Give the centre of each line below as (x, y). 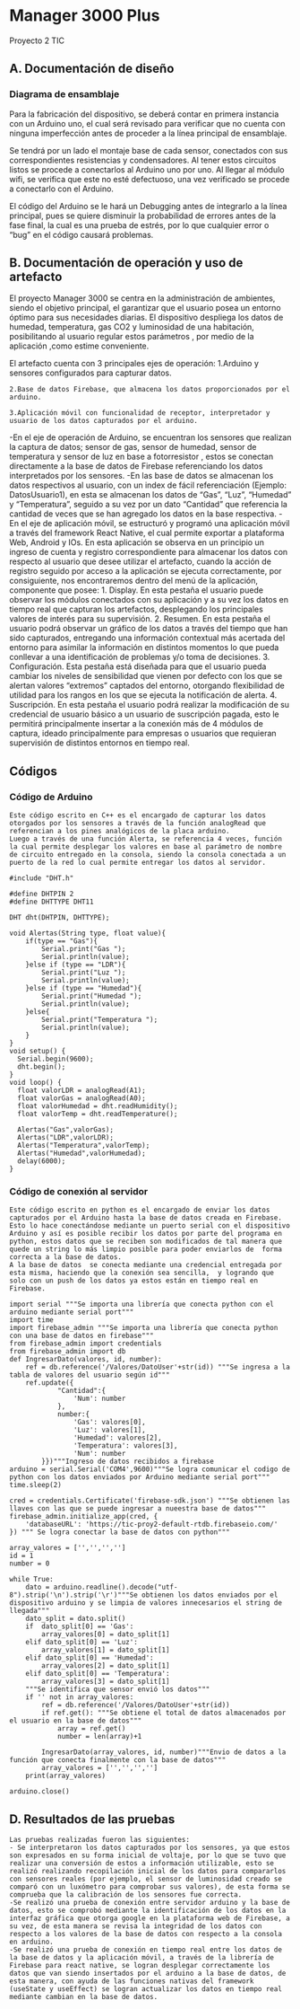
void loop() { (36, 1083)
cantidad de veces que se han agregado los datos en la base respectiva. (143, 514)
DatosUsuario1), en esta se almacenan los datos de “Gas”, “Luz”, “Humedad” (150, 495)
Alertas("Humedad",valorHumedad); (81, 1154)
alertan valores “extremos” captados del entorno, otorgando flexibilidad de (147, 686)
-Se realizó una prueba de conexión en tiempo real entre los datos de (146, 1950)
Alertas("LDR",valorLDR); (66, 1138)
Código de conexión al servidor (79, 1192)
